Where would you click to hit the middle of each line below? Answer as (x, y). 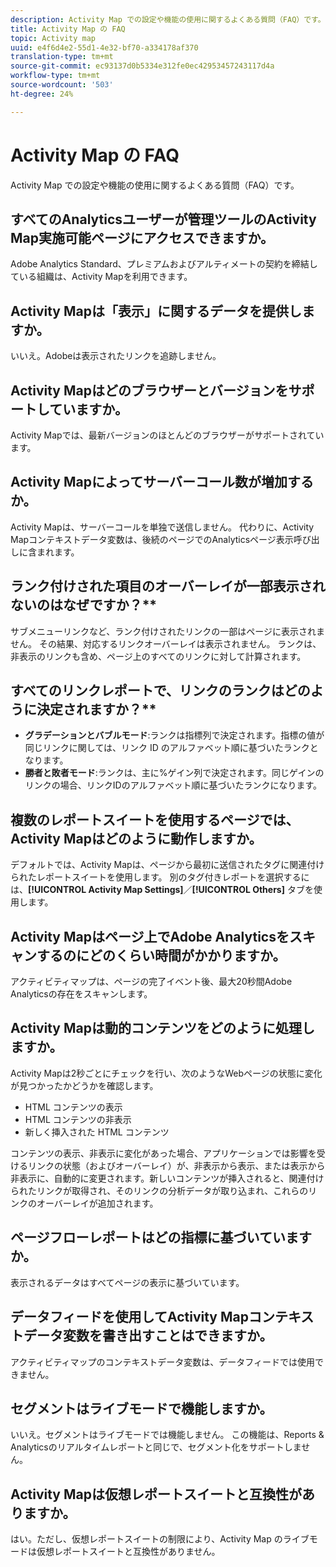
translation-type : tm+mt (62, 57)
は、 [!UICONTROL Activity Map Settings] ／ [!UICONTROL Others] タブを (162, 890)
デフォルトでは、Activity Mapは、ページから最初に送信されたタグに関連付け (167, 865)
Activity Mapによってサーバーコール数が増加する (162, 482)
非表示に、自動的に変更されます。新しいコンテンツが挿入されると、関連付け (167, 1178)
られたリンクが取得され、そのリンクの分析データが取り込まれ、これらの (159, 1190)
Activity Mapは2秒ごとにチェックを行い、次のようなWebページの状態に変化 (166, 1073)
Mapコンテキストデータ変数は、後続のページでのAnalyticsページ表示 (152, 539)
